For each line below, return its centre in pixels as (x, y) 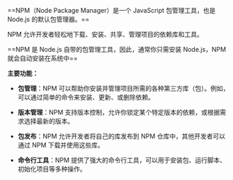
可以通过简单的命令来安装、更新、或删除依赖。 (86, 97)
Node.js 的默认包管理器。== (49, 19)
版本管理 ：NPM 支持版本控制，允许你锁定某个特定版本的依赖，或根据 (119, 112)
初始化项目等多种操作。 (52, 169)
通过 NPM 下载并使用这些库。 (61, 145)
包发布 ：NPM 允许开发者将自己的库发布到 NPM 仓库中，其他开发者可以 (121, 136)
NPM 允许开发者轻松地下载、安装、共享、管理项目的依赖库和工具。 (106, 34)
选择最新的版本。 (49, 121)
